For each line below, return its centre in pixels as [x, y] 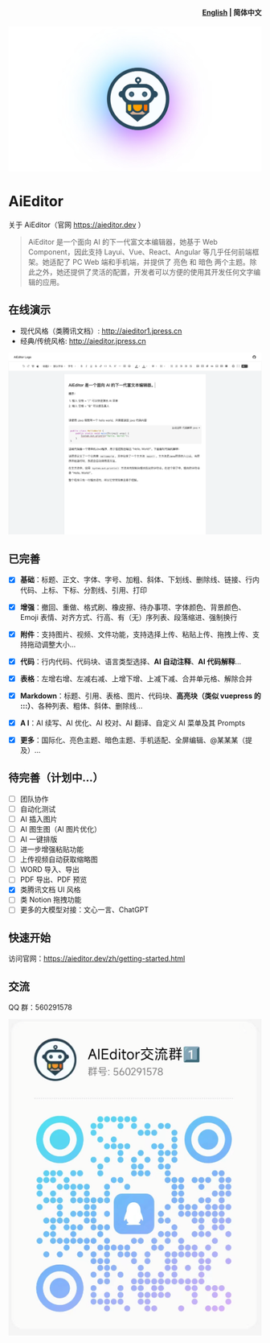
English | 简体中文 [232, 12]
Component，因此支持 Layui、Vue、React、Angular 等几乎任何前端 [140, 252]
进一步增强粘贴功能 [52, 849]
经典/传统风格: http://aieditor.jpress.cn [83, 341]
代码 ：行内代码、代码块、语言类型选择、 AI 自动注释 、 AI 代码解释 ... [131, 661]
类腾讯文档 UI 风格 [50, 890]
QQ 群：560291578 [40, 1007]
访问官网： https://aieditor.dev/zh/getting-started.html [97, 959]
